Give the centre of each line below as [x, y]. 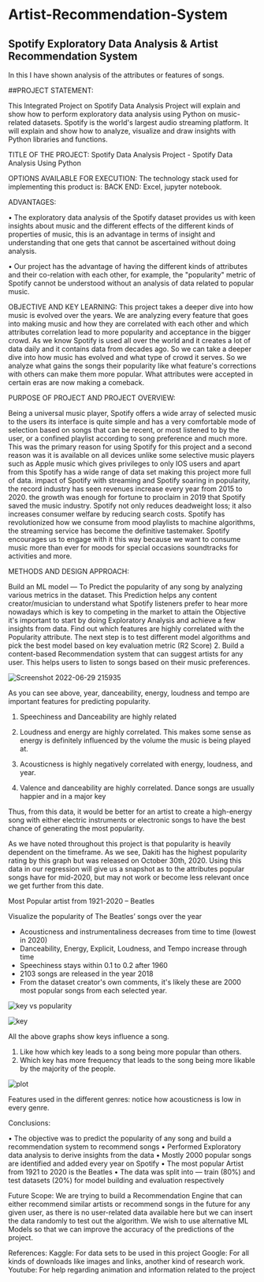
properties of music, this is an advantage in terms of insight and [112, 234]
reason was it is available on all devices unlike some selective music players [131, 455]
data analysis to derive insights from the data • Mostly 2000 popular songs [130, 1155]
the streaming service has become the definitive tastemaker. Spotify [119, 531]
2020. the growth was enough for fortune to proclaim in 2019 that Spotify [127, 497]
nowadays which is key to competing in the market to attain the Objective [127, 612]
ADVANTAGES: [32, 202]
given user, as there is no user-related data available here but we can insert [131, 1212]
